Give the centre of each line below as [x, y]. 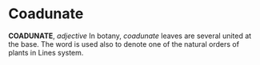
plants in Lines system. [46, 52]
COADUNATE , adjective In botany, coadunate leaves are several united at [130, 36]
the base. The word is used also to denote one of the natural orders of [124, 44]
